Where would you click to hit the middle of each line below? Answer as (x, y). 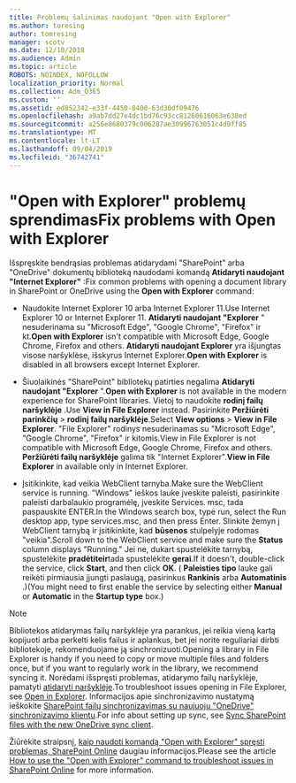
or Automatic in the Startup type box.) (93, 596)
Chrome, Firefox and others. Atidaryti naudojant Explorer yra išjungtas (152, 346)
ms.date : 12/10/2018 (47, 50)
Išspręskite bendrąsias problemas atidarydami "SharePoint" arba (127, 263)
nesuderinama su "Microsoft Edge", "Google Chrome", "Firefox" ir (141, 327)
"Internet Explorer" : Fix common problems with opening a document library (148, 282)
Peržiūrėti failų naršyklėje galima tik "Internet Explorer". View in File (146, 457)
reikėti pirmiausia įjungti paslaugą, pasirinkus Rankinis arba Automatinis (154, 578)
